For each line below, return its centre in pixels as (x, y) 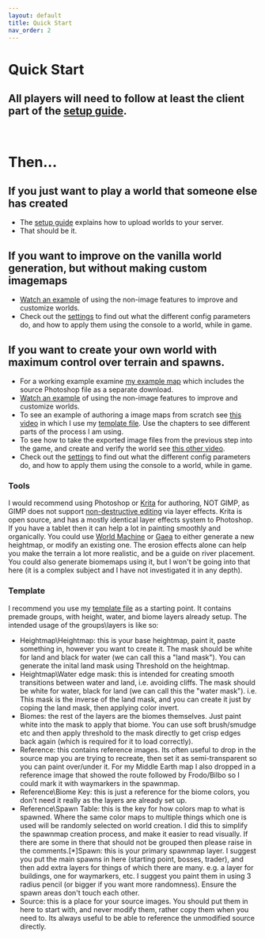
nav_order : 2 (30, 30)
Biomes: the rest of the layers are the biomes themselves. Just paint (130, 716)
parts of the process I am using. (72, 431)
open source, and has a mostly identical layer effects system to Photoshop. (131, 520)
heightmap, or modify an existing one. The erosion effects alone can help (127, 545)
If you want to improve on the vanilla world (115, 255)
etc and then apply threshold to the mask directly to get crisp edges (130, 732)
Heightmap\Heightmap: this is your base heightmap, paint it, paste (127, 640)
